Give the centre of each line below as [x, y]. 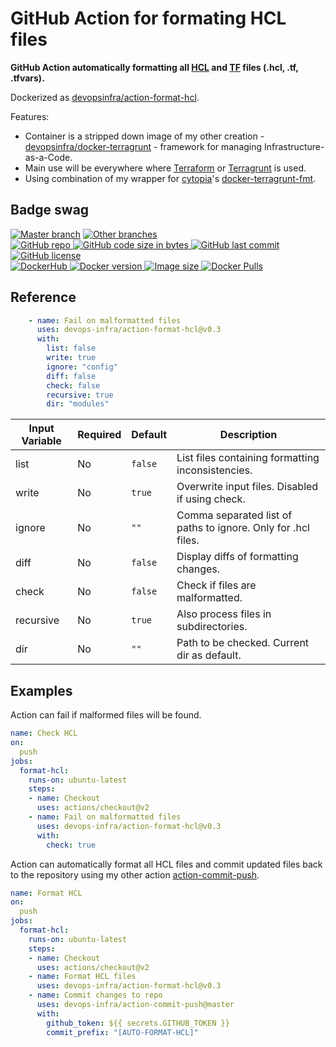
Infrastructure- [294, 146]
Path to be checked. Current [243, 643]
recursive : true [80, 395]
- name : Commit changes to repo [95, 995]
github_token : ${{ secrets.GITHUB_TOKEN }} [138, 1023]
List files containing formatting [248, 458]
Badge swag [50, 210]
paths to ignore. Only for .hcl [243, 528]
